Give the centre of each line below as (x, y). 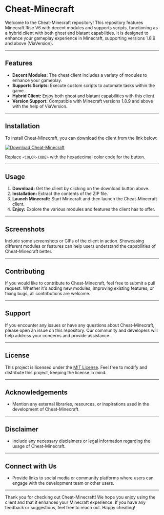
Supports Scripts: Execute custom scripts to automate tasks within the (83, 85)
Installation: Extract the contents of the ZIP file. (60, 193)
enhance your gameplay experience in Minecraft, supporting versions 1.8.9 (80, 38)
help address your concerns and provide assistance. (58, 335)
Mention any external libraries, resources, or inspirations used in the (81, 404)
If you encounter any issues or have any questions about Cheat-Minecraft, (80, 325)
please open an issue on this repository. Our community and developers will (81, 330)
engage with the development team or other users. (63, 483)
